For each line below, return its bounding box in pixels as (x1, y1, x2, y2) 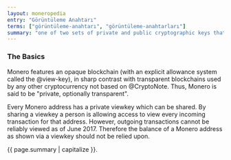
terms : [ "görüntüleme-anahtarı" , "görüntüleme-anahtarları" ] (7, 23, 186, 30)
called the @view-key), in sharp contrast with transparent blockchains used (7, 75, 221, 83)
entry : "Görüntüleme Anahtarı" (7, 16, 97, 23)
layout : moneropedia (7, 10, 67, 17)
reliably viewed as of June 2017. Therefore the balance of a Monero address (7, 124, 223, 133)
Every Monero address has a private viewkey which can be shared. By (7, 102, 206, 111)
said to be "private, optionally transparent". (7, 89, 129, 98)
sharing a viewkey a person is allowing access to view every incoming (7, 110, 206, 118)
